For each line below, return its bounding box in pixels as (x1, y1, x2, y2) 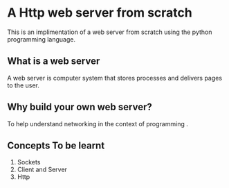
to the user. (7, 81, 39, 89)
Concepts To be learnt (7, 139, 105, 151)
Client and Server (17, 165, 68, 174)
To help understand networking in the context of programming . (7, 119, 188, 128)
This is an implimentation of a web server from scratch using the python (7, 28, 212, 36)
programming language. (7, 35, 76, 43)
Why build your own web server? (7, 101, 152, 113)
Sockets (17, 158, 41, 166)
